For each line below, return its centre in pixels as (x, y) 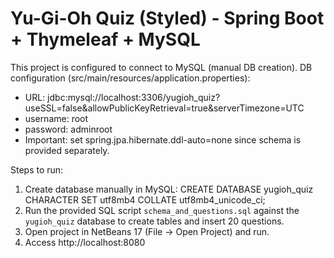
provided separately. (67, 150)
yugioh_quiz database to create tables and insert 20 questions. (154, 221)
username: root (56, 118)
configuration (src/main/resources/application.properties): (130, 78)
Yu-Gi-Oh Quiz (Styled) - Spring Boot (167, 18)
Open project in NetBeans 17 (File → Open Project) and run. (147, 231)
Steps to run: (37, 169)
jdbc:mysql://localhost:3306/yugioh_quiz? (134, 97)
